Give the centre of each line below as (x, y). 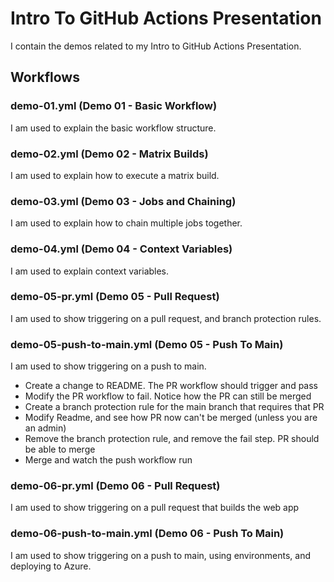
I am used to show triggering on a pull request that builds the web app (155, 508)
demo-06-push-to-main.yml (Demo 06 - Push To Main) (147, 534)
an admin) (45, 428)
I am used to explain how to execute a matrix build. (115, 175)
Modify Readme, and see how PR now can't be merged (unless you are (171, 418)
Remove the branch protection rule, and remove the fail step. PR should (172, 439)
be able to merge (60, 449)
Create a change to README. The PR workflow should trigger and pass (171, 386)
